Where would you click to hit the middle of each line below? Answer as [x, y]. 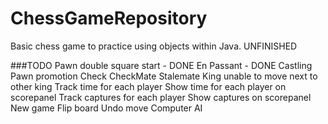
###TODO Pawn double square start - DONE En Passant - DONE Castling [161, 65]
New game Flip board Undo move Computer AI [106, 108]
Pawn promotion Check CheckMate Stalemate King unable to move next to [164, 76]
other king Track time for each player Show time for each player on [148, 86]
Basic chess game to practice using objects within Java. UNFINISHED [154, 46]
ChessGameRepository [109, 18]
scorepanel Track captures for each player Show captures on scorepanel [161, 97]
